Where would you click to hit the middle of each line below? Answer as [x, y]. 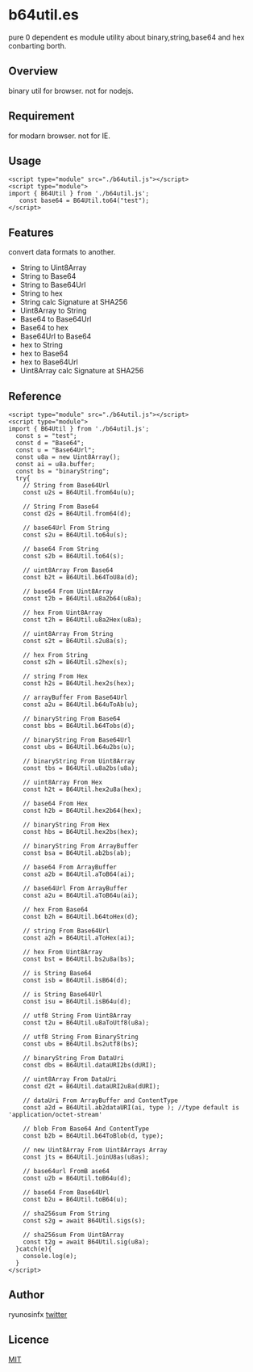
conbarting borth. [37, 45]
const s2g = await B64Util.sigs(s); [85, 1221]
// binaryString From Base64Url [77, 740]
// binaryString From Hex [66, 825]
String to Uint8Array [53, 267]
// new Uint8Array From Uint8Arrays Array [95, 1150]
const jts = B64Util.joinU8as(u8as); [86, 1157]
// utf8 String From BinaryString [81, 1037]
